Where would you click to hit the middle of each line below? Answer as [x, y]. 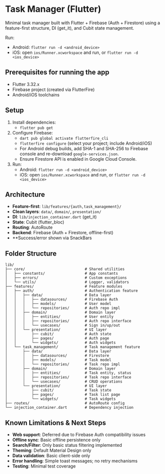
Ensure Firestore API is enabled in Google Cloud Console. [78, 159]
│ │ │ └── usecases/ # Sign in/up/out [63, 325]
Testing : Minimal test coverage [44, 466]
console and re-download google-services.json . [69, 154]
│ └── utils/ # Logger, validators [67, 282]
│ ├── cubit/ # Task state [58, 390]
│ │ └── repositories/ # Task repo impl [63, 364]
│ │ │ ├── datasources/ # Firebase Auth [62, 300]
